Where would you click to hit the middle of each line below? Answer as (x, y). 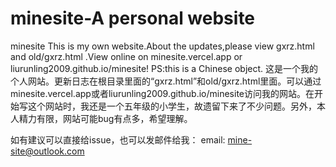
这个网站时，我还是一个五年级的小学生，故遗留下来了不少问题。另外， (172, 106)
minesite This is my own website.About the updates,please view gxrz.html (162, 46)
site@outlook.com (47, 151)
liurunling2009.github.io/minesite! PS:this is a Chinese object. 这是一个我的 (164, 68)
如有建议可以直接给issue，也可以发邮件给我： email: (118, 139)
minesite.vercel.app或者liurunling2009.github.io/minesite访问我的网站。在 (162, 93)
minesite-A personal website (133, 18)
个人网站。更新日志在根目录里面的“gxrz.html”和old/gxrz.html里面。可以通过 (166, 81)
